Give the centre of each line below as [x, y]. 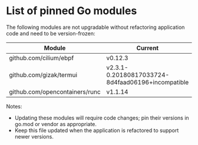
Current [148, 48]
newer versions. [34, 136]
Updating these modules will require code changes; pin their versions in [102, 118]
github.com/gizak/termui [43, 75]
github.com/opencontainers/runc [55, 91]
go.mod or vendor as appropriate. [56, 124]
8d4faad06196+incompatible [148, 82]
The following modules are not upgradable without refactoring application [95, 27]
